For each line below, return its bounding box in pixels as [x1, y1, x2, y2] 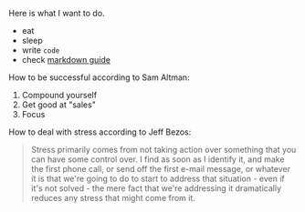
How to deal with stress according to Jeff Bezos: [8, 126, 192, 137]
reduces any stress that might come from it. [30, 193, 195, 203]
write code [21, 45, 60, 56]
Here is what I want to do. [8, 8, 106, 18]
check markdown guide [21, 55, 111, 65]
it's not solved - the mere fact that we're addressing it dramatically [30, 183, 282, 194]
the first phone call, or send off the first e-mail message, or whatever [30, 164, 291, 174]
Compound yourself [21, 90, 98, 100]
